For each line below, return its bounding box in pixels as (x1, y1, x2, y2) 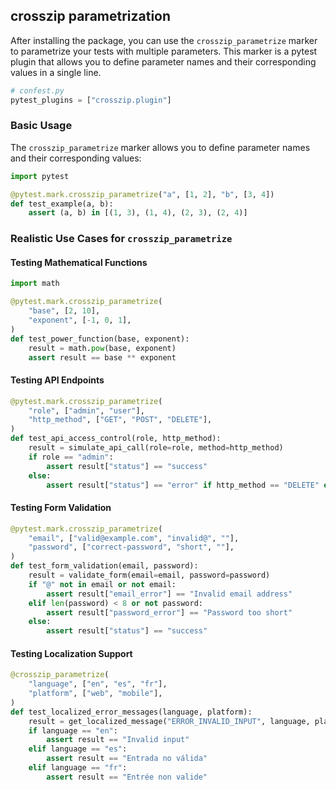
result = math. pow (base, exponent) (28, 343, 177, 353)
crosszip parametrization (10, 8, 172, 25)
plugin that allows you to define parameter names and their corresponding (10, 55, 317, 68)
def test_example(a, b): (10, 199, 114, 209)
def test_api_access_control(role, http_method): (10, 434, 222, 444)
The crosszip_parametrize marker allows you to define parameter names (10, 141, 311, 153)
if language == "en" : (28, 725, 118, 736)
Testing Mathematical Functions (10, 256, 148, 268)
